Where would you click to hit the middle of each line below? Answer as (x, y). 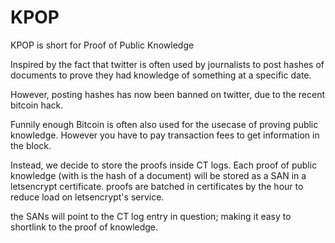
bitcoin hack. (37, 105)
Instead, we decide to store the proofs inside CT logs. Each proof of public (164, 165)
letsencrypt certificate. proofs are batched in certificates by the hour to (157, 186)
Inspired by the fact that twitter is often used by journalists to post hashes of (167, 64)
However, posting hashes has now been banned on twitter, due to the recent (168, 94)
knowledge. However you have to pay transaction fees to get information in (165, 135)
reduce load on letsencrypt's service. (87, 197)
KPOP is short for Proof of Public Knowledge (102, 45)
